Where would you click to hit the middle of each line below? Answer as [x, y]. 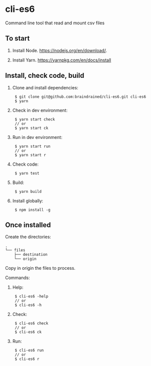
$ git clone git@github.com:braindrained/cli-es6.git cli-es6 [80, 97]
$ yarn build [28, 191]
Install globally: [28, 201]
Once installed [28, 225]
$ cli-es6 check [32, 323]
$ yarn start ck [32, 128]
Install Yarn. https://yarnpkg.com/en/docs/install [62, 60]
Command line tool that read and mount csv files [55, 23]
